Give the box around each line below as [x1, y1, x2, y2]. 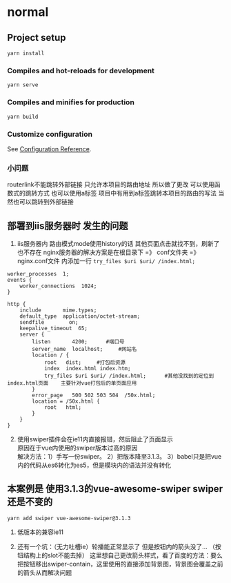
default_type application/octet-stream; [19, 313, 140, 320]
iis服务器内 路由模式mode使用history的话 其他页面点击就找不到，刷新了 [17, 240, 220, 247]
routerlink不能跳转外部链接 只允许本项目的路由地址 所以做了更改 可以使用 [7, 180, 215, 189]
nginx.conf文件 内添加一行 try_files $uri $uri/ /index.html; [17, 257, 195, 265]
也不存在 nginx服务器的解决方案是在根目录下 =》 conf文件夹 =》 [17, 248, 200, 256]
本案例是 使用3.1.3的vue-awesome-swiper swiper [7, 483, 223, 495]
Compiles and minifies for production [7, 97, 134, 107]
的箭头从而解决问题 [17, 568, 72, 577]
